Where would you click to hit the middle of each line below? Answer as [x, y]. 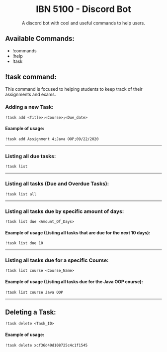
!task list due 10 [24, 243]
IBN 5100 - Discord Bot [83, 9]
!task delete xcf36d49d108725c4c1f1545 [46, 345]
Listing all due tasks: [31, 156]
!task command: [31, 77]
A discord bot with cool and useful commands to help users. [83, 23]
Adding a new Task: [29, 107]
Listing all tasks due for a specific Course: [57, 260]
